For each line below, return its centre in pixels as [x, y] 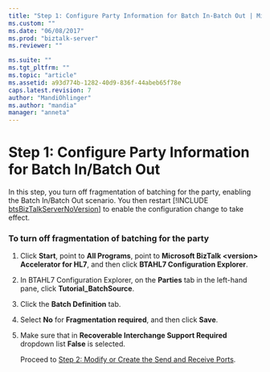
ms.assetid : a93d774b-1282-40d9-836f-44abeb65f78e [95, 83]
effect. [19, 217]
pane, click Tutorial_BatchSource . [77, 289]
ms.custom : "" [32, 23]
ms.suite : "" [30, 60]
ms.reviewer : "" [35, 46]
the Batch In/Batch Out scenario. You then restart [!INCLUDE [108, 200]
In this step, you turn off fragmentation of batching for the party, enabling [130, 192]
